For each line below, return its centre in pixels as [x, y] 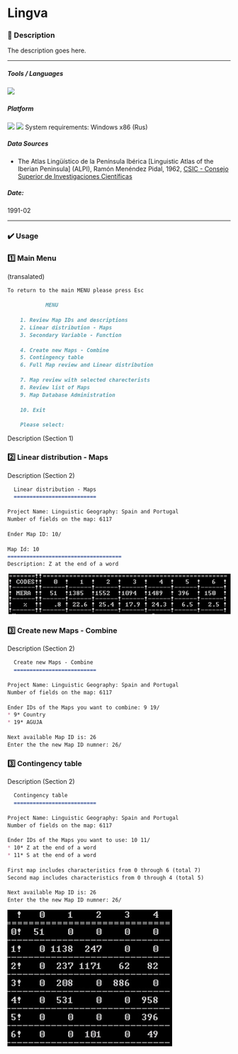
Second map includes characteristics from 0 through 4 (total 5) [106, 877]
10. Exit [33, 410]
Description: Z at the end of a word [63, 564]
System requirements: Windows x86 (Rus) [86, 127]
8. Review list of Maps [55, 387]
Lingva [28, 13]
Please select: [42, 425]
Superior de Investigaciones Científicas [75, 177]
